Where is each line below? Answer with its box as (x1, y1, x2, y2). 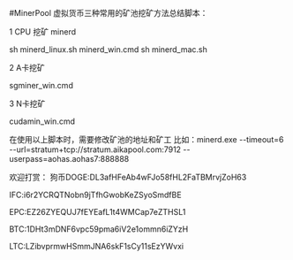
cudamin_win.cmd (9, 116, 76, 126)
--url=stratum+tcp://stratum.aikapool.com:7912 (9, 144, 182, 155)
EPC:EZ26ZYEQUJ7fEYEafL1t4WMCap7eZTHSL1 (9, 207, 186, 217)
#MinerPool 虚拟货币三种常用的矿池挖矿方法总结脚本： (9, 8, 208, 18)
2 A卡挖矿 (9, 63, 46, 73)
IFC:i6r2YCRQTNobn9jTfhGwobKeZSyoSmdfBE (9, 189, 183, 200)
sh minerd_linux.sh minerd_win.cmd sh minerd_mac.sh (9, 44, 207, 55)
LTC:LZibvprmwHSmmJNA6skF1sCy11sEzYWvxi (9, 241, 184, 251)
